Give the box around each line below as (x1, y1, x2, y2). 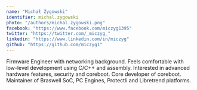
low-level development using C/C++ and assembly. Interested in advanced (6, 64, 190, 71)
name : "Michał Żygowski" (6, 8, 68, 15)
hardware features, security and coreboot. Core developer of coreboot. (6, 70, 181, 78)
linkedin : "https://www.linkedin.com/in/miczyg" (6, 36, 130, 42)
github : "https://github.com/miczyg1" (6, 42, 103, 48)
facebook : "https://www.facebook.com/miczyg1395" (6, 25, 133, 31)
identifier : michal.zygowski (6, 14, 79, 20)
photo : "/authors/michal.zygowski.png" (6, 20, 106, 25)
